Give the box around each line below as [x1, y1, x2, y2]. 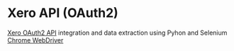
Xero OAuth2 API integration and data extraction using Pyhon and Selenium [7, 28, 228, 37]
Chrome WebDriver [7, 35, 64, 44]
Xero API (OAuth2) [7, 5, 118, 21]
